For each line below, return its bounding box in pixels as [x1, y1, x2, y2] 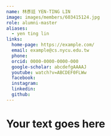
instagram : [11, 81, 39, 87]
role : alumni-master [6, 20, 58, 26]
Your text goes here [6, 117, 106, 131]
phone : [11, 53, 28, 59]
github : [11, 91, 31, 97]
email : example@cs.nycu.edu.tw [11, 48, 90, 53]
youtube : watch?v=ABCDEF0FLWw [11, 69, 87, 75]
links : [6, 36, 23, 42]
